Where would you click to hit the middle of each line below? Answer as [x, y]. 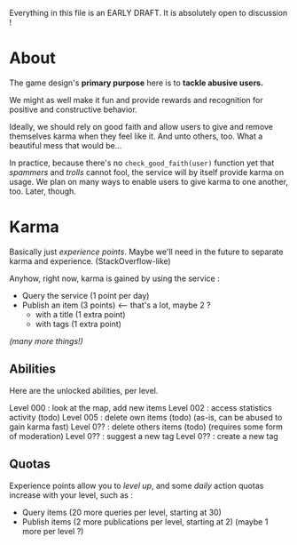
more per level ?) [53, 531]
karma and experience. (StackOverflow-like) [90, 260]
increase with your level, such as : [71, 495]
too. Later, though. [43, 191]
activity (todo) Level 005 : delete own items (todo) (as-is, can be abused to [146, 417]
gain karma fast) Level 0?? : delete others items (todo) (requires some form [146, 427]
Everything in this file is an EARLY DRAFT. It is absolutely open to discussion [148, 13]
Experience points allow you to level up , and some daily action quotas [137, 485]
